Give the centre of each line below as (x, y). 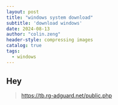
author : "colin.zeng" (34, 34)
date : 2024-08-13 (28, 29)
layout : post (23, 12)
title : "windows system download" (50, 17)
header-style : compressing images (50, 40)
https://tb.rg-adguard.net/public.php (67, 96)
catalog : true (24, 46)
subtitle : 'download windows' (44, 23)
